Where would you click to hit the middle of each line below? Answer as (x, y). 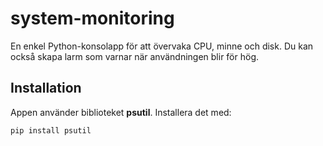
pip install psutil (51, 130)
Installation (46, 88)
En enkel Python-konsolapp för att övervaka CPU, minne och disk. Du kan (162, 46)
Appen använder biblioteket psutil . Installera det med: (121, 112)
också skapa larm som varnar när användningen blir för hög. (135, 56)
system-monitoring (92, 18)
